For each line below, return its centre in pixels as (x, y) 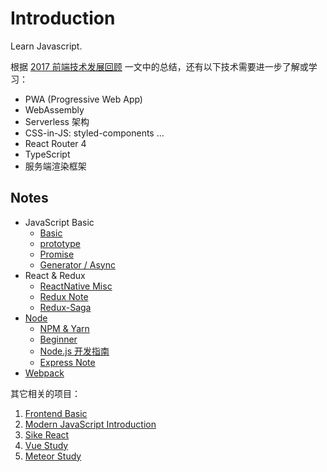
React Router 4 (55, 143)
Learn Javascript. (46, 46)
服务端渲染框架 (55, 166)
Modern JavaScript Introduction (90, 424)
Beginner (58, 339)
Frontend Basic (56, 413)
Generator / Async (77, 264)
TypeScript (47, 154)
